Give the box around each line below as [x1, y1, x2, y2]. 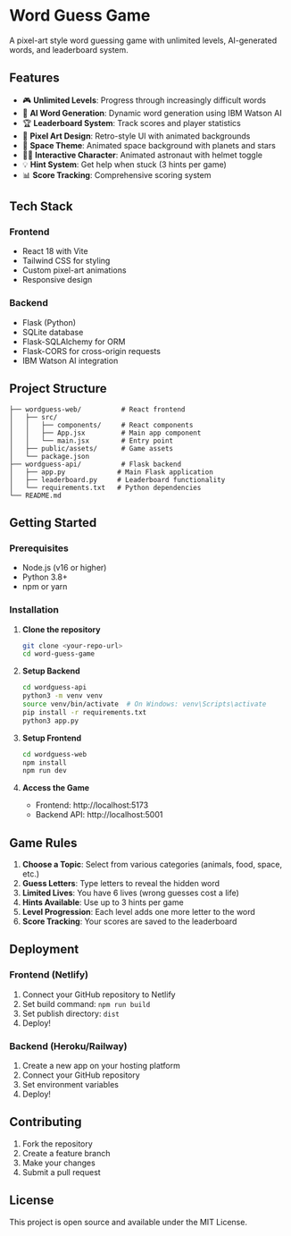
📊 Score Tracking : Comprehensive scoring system [21, 169, 212, 180]
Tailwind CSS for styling [21, 256, 111, 267]
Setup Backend [21, 665, 80, 676]
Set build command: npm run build [21, 998, 151, 1009]
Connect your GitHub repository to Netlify [21, 989, 176, 1000]
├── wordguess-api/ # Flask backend [9, 460, 181, 469]
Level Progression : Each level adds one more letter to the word [21, 907, 256, 918]
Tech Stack [9, 199, 73, 215]
